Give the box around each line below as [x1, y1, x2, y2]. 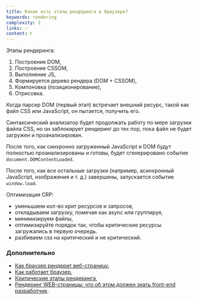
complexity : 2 [6, 20, 41, 25]
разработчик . [14, 288, 49, 295]
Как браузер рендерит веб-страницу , [14, 262, 110, 269]
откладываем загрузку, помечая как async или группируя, [14, 209, 163, 216]
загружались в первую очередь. [14, 228, 98, 235]
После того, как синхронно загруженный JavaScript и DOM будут [6, 143, 171, 150]
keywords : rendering [6, 14, 57, 20]
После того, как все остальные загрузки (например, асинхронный [6, 167, 174, 175]
